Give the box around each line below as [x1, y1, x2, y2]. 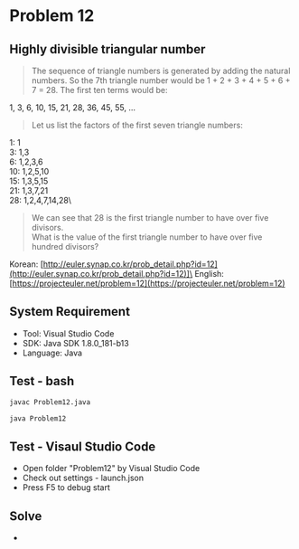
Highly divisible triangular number [9, 42, 206, 57]
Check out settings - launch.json [22, 472, 145, 484]
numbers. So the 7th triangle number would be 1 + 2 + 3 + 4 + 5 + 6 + [31, 75, 291, 86]
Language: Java [22, 347, 83, 358]
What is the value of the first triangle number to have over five [31, 232, 263, 242]
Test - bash [9, 374, 75, 389]
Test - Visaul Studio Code [9, 439, 156, 454]
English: [193, 269, 224, 279]
